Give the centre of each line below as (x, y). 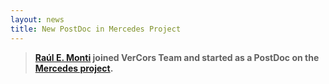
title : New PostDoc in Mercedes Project (96, 29)
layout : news (37, 19)
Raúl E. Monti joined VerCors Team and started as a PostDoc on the (177, 57)
